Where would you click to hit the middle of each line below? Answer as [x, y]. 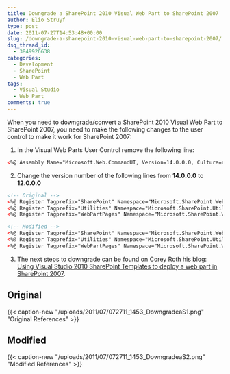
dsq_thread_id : [29, 45]
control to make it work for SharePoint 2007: [69, 136]
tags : [15, 84]
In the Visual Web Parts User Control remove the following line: [106, 150]
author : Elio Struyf [37, 20]
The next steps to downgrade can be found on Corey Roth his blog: [112, 259]
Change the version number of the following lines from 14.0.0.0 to [110, 175]
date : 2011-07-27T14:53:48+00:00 [55, 33]
